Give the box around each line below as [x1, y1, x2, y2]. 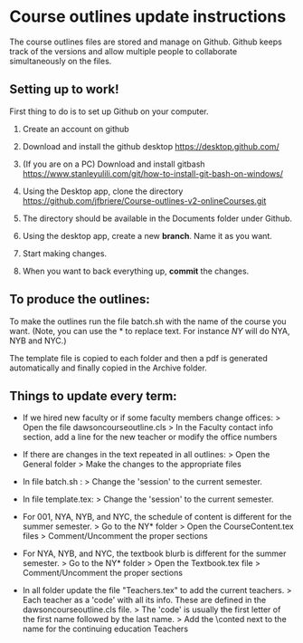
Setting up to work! [9, 82, 119, 97]
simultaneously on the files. [9, 55, 112, 66]
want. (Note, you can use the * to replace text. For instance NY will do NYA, [9, 325, 290, 336]
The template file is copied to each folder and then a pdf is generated [9, 352, 269, 363]
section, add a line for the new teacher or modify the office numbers [22, 432, 278, 443]
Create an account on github [22, 123, 129, 134]
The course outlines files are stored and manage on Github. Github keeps [9, 36, 282, 47]
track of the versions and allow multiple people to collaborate [9, 45, 238, 56]
